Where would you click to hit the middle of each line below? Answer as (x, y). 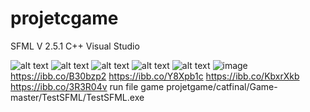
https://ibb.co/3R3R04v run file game (87, 86)
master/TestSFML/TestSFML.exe (77, 97)
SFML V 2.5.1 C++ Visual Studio (75, 46)
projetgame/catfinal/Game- (222, 86)
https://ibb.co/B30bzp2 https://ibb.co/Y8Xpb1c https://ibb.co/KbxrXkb (155, 76)
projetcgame (64, 18)
